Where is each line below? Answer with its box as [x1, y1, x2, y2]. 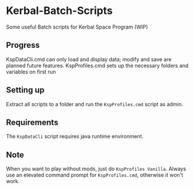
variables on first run [6, 68, 56, 75]
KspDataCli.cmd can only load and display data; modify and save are [6, 55, 172, 62]
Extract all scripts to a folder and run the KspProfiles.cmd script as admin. [6, 100, 183, 107]
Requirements [6, 117, 58, 127]
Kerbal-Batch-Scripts [6, 4, 113, 17]
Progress [6, 40, 40, 50]
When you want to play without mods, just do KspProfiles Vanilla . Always [6, 165, 186, 173]
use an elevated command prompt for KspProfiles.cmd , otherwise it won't [6, 171, 183, 178]
